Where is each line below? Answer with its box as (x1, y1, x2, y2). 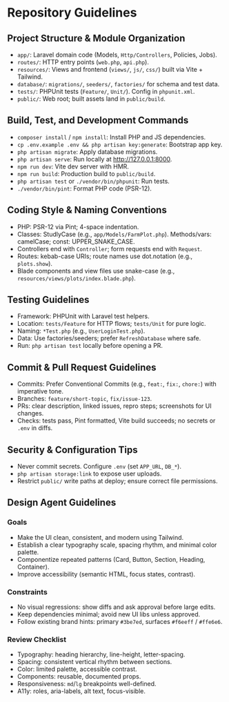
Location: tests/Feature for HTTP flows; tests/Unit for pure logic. (17, 320, 206, 328)
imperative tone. (17, 387, 64, 396)
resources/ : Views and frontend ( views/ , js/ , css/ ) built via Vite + (17, 66, 203, 73)
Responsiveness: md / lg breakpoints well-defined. (17, 680, 157, 688)
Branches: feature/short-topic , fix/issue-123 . (17, 395, 152, 403)
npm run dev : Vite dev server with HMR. (17, 162, 130, 170)
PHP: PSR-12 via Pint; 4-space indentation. (17, 222, 139, 231)
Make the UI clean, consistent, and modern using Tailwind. (17, 533, 184, 541)
